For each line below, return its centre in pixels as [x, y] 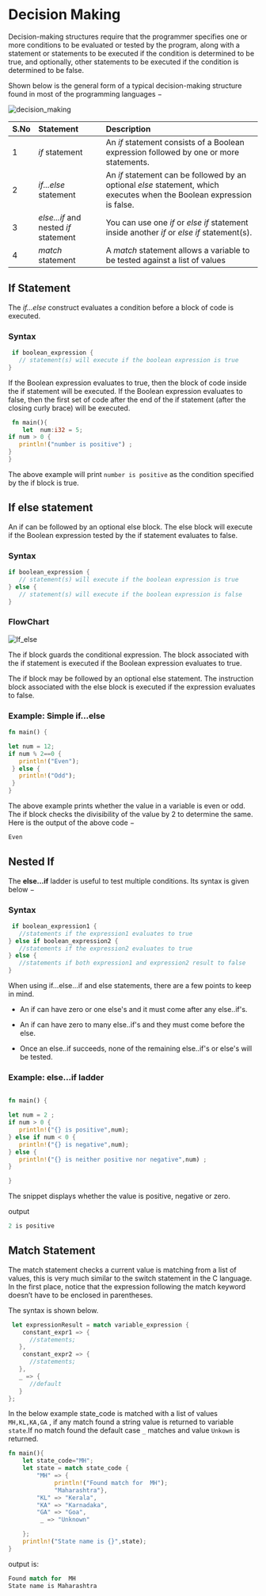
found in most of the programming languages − [85, 94]
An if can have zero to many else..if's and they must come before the [132, 1025]
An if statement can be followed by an [176, 174]
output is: [24, 1564]
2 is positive [32, 1226]
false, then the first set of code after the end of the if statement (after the [127, 399]
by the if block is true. [44, 483]
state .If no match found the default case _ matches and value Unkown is [124, 1430]
